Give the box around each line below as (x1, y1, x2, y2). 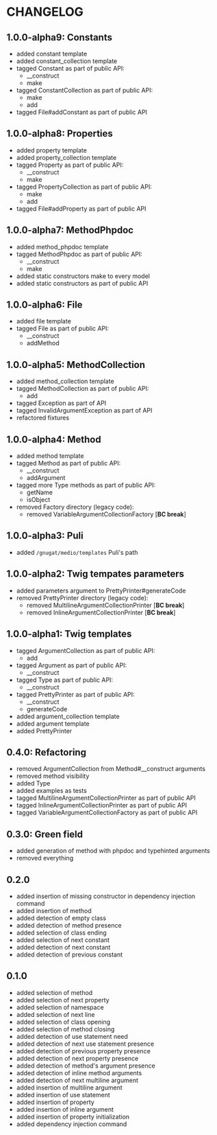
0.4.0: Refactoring (6, 746, 87, 758)
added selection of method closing (16, 1024, 115, 1033)
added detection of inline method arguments (16, 1068, 142, 1077)
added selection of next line (16, 1010, 95, 1018)
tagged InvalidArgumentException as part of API (16, 406, 153, 415)
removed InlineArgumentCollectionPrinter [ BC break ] (26, 608, 176, 617)
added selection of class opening (16, 1018, 111, 1026)
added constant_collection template (16, 57, 118, 65)
